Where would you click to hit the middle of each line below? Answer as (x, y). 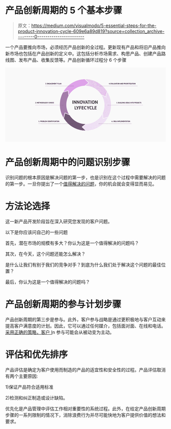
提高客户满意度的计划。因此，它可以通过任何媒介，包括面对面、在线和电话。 (85, 326)
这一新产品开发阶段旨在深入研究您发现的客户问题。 (59, 221)
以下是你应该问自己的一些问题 (36, 232)
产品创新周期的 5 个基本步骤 (64, 10)
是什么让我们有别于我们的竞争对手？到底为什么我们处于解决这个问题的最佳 (83, 264)
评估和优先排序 (37, 354)
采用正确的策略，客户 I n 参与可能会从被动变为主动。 (60, 332)
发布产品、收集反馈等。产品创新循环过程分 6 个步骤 (73, 60)
